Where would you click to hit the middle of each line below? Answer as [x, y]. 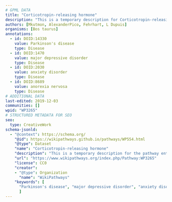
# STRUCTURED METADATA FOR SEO [39, 115]
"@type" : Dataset [33, 144]
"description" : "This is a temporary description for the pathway [87, 154]
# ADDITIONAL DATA [25, 96]
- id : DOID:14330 [28, 39]
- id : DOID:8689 [27, 82]
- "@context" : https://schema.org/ [48, 134]
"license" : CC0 [31, 163]
